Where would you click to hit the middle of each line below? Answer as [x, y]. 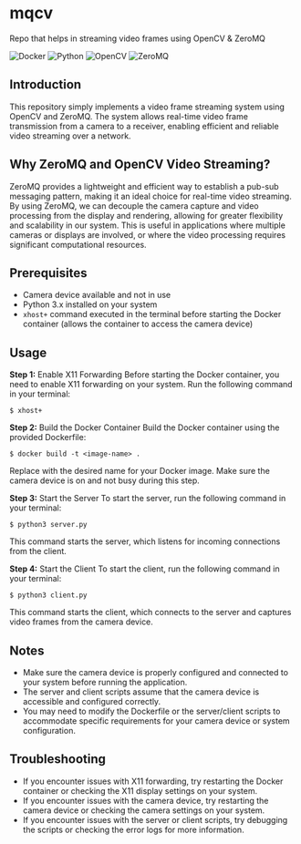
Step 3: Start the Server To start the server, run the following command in [148, 499]
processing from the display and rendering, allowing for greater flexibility [146, 215]
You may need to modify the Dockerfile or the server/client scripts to [151, 711]
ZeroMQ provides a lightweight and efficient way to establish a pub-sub [145, 186]
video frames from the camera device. [81, 622]
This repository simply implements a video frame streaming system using [147, 107]
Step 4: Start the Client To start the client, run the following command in [145, 569]
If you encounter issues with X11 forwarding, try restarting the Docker [153, 781]
